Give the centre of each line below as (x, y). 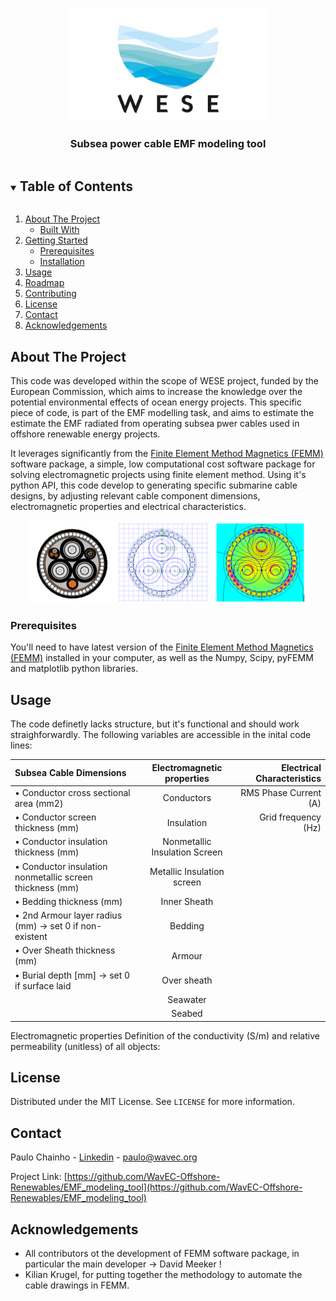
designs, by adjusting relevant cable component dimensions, (135, 495)
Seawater (187, 999)
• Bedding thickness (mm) (68, 901)
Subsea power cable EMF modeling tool (168, 143)
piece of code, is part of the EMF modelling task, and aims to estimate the (162, 412)
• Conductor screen (55, 817)
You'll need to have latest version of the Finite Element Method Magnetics (162, 647)
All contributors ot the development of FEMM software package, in (162, 1253)
